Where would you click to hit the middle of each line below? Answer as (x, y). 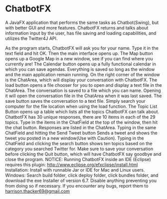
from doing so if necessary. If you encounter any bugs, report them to (77, 186)
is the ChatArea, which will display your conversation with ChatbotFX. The (81, 80)
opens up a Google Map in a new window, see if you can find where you (79, 58)
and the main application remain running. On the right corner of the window (83, 74)
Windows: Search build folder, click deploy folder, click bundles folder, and (82, 175)
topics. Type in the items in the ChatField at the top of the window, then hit (82, 122)
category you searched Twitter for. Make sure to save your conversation (79, 149)
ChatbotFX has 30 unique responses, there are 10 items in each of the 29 (80, 117)
